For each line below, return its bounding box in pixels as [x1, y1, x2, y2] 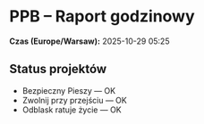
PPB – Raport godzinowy [9, 6, 195, 27]
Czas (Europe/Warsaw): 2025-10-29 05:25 [9, 36, 170, 46]
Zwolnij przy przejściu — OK [21, 95, 127, 105]
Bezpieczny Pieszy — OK [21, 85, 116, 95]
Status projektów [9, 62, 107, 77]
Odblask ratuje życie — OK [21, 104, 123, 115]
